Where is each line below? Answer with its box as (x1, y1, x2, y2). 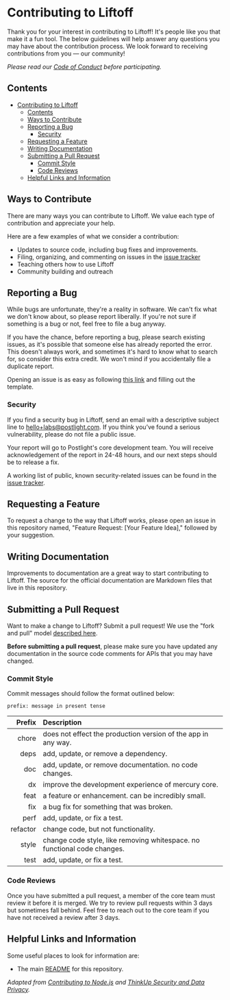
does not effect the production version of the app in (42, 729, 209, 739)
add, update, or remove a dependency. (42, 749, 168, 759)
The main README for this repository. (16, 964, 124, 973)
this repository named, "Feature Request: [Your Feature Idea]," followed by (7, 524, 218, 532)
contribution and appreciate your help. (7, 219, 116, 227)
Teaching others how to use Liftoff (16, 260, 114, 268)
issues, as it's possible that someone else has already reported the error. (7, 341, 212, 349)
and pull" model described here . (7, 629, 98, 637)
